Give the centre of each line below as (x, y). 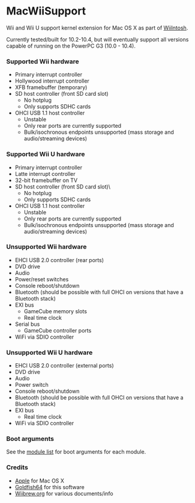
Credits (17, 467)
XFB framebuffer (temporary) (51, 87)
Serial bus (27, 324)
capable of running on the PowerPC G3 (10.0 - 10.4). (71, 46)
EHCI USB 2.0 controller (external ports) (64, 366)
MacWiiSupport (46, 11)
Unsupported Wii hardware (46, 247)
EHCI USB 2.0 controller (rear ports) (59, 260)
